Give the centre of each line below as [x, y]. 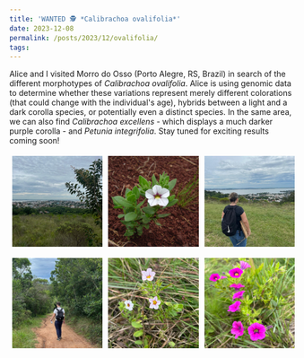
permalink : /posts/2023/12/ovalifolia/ [84, 38]
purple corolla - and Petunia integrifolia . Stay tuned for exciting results [139, 131]
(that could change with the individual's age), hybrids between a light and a [148, 102]
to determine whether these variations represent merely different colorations [151, 93]
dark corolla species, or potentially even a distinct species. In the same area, [151, 112]
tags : [19, 48]
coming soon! [35, 141]
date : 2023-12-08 [42, 28]
